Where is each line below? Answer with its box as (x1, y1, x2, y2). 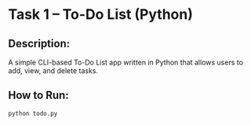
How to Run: (8, 89, 69, 102)
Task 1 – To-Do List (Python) (8, 6, 194, 24)
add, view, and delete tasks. (8, 66, 99, 75)
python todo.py (8, 109, 58, 117)
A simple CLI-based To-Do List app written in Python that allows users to (8, 57, 243, 67)
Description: (8, 37, 71, 50)
